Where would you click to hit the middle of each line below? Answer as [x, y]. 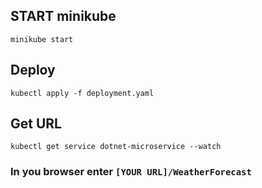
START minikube [63, 16]
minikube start [42, 39]
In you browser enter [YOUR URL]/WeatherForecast [131, 172]
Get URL [36, 124]
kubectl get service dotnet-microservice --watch [116, 147]
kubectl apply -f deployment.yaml [82, 93]
